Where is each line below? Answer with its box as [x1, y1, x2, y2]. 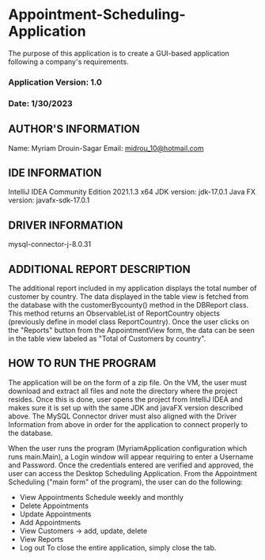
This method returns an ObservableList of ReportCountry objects [8, 308, 220, 318]
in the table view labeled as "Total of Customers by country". [8, 334, 206, 343]
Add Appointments [19, 517, 81, 527]
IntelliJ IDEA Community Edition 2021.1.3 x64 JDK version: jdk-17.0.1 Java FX [8, 187, 256, 197]
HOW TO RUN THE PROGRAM [8, 357, 157, 370]
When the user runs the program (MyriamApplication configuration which [8, 443, 248, 452]
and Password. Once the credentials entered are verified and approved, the [8, 460, 254, 470]
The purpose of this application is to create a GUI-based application [8, 48, 229, 58]
